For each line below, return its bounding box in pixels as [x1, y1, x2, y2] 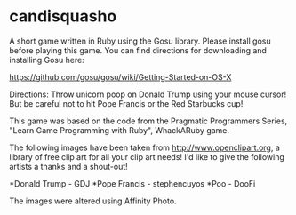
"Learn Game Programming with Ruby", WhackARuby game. [9, 124, 229, 135]
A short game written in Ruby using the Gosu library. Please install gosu [9, 36, 271, 46]
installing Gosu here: [9, 54, 84, 65]
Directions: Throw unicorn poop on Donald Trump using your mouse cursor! [9, 89, 287, 100]
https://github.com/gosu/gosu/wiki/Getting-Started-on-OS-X [9, 71, 232, 82]
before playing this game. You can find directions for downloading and [9, 44, 267, 55]
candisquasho [9, 6, 117, 27]
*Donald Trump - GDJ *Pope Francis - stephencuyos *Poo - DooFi [9, 178, 256, 188]
